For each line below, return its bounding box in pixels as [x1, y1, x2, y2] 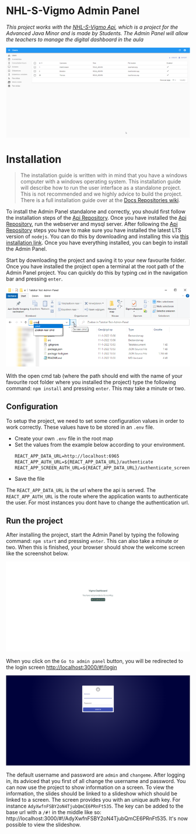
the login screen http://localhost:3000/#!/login [6, 664, 118, 671]
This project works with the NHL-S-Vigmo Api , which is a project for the [6, 23, 178, 30]
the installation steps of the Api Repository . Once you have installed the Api [6, 214, 187, 221]
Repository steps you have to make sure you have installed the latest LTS [6, 227, 181, 234]
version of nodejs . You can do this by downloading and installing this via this [6, 233, 190, 240]
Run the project [6, 515, 63, 525]
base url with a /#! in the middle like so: [6, 808, 101, 815]
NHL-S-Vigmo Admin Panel [6, 4, 140, 18]
